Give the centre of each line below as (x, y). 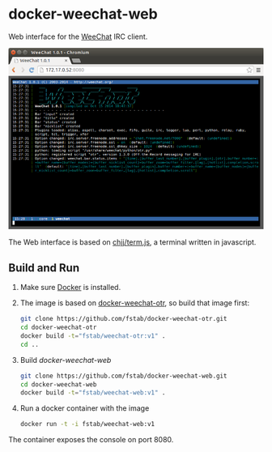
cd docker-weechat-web (58, 384)
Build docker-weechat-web (66, 360)
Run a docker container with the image (85, 408)
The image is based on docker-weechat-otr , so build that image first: (134, 303)
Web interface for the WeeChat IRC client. (78, 36)
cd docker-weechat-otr (58, 328)
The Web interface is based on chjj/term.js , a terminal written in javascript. (132, 242)
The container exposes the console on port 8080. (91, 440)
